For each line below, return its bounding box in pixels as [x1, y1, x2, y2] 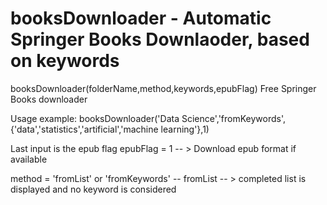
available [10, 153, 48, 165]
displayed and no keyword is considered [10, 183, 177, 195]
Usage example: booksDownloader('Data [10, 112, 180, 124]
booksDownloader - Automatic [10, 7, 272, 30]
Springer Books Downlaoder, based [10, 28, 310, 51]
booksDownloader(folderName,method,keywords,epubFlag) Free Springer [10, 82, 317, 94]
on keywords [10, 50, 120, 72]
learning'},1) [160, 123, 210, 135]
